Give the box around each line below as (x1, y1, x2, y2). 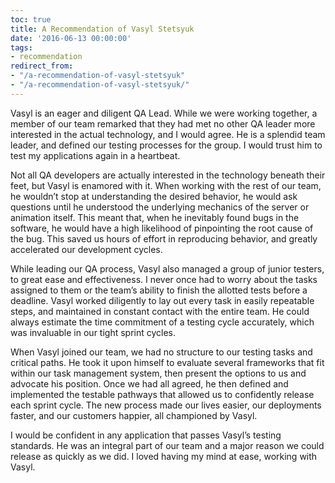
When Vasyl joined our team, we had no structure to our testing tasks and (10, 346, 313, 358)
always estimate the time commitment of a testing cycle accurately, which (10, 316, 315, 328)
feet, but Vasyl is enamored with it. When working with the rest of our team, (10, 179, 322, 191)
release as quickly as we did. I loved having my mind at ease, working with (10, 450, 318, 462)
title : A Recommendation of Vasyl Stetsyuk (10, 24, 195, 34)
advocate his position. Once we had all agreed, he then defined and (10, 377, 289, 390)
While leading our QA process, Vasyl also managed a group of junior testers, (10, 262, 325, 275)
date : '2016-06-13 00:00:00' (10, 33, 132, 43)
